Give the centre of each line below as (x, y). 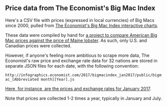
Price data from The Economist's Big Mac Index (80, 8)
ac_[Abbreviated (22, 79)
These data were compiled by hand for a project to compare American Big (81, 35)
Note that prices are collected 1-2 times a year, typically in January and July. (83, 98)
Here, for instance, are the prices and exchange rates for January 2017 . (78, 89)
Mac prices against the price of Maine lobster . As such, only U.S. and (76, 40)
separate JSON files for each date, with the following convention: (72, 66)
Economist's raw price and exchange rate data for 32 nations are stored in (82, 60)
